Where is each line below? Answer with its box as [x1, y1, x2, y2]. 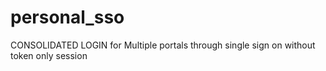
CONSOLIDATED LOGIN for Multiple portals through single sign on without [10, 39, 316, 51]
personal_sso [10, 6, 125, 29]
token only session [10, 49, 88, 61]
